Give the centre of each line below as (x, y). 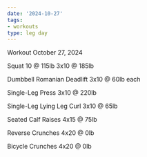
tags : (15, 20)
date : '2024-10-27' (35, 13)
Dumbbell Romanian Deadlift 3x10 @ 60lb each (74, 80)
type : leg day (28, 33)
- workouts (23, 26)
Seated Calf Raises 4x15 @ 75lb (52, 120)
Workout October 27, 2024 (45, 53)
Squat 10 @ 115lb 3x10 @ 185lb (51, 66)
